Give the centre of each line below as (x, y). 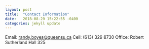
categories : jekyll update (33, 23)
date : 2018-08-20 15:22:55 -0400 (42, 19)
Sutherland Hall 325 (25, 43)
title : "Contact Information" (37, 14)
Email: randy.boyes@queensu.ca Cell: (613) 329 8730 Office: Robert (74, 37)
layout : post (19, 10)
